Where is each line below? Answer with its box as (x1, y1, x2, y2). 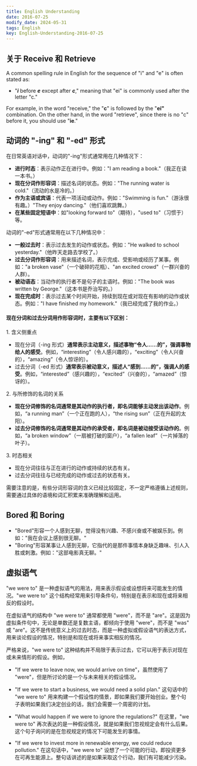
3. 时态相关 (6, 451, 33, 458)
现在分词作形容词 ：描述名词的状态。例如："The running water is (14, 180, 170, 187)
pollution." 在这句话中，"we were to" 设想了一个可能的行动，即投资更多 (14, 746, 186, 753)
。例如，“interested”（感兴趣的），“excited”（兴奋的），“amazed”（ (19, 370, 182, 377)
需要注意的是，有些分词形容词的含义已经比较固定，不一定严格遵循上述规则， (6, 484, 191, 491)
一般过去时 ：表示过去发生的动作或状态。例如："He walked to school (14, 241, 180, 248)
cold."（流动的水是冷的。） (14, 187, 78, 194)
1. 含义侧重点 (6, 328, 37, 335)
